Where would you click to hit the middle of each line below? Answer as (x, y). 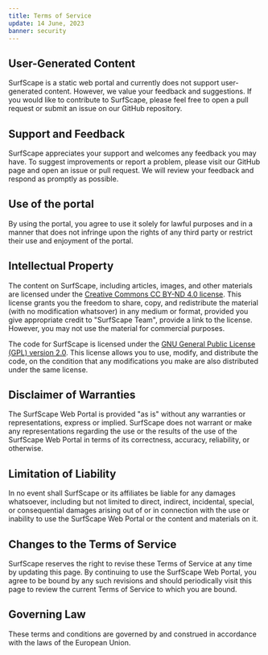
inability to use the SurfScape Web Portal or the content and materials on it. (134, 519)
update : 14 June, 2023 (46, 23)
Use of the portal (51, 204)
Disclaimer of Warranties (72, 395)
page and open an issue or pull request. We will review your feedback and (131, 170)
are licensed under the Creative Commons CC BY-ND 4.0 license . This (125, 294)
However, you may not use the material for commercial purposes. (117, 328)
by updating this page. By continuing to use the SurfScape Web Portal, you (133, 572)
